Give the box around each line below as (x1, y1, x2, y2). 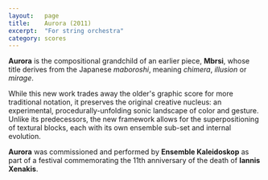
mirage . (8, 73, 34, 83)
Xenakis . (8, 164, 39, 174)
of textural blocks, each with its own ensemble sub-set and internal (8, 123, 232, 133)
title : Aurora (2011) (8, 19, 92, 27)
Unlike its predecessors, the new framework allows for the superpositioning (8, 114, 259, 125)
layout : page (8, 11, 60, 20)
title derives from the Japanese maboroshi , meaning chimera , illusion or (8, 65, 247, 75)
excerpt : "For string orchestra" (8, 27, 125, 35)
